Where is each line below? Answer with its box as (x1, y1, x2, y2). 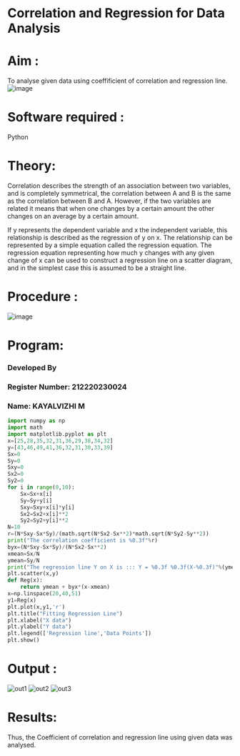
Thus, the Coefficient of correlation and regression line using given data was (7, 732, 233, 741)
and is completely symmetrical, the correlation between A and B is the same (7, 189, 231, 197)
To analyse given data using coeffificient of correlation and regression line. (7, 76, 228, 85)
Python (7, 133, 29, 141)
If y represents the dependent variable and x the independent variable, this (7, 226, 228, 234)
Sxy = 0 (7, 464, 24, 471)
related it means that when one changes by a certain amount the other (7, 204, 214, 212)
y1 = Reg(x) (7, 597, 37, 604)
